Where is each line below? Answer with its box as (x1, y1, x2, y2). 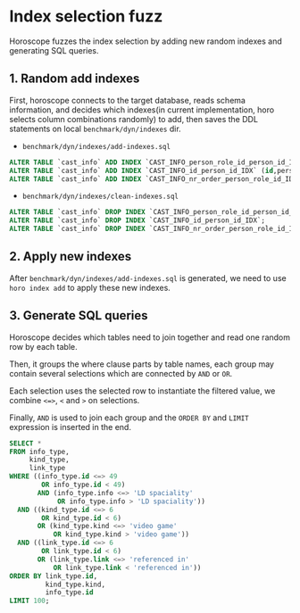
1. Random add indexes (9, 71, 140, 87)
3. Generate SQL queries (9, 308, 149, 323)
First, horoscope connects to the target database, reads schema (9, 95, 246, 105)
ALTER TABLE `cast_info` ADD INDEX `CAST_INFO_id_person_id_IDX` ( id (9, 166, 274, 175)
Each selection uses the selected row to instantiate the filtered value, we (9, 385, 276, 396)
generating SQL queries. (9, 45, 100, 55)
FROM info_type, (9, 447, 70, 456)
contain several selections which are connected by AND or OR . (9, 368, 233, 378)
